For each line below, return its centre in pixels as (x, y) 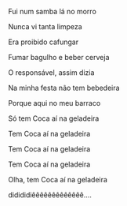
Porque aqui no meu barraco (54, 103)
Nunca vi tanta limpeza (45, 26)
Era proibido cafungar (44, 42)
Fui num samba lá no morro (52, 11)
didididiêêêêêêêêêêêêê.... (50, 195)
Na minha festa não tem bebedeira (64, 88)
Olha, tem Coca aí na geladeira (58, 180)
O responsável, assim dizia (51, 73)
